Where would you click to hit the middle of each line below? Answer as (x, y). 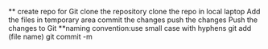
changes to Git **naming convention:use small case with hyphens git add (130, 28)
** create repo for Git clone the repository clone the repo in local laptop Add (134, 11)
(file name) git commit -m (50, 36)
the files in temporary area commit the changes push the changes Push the (133, 20)
